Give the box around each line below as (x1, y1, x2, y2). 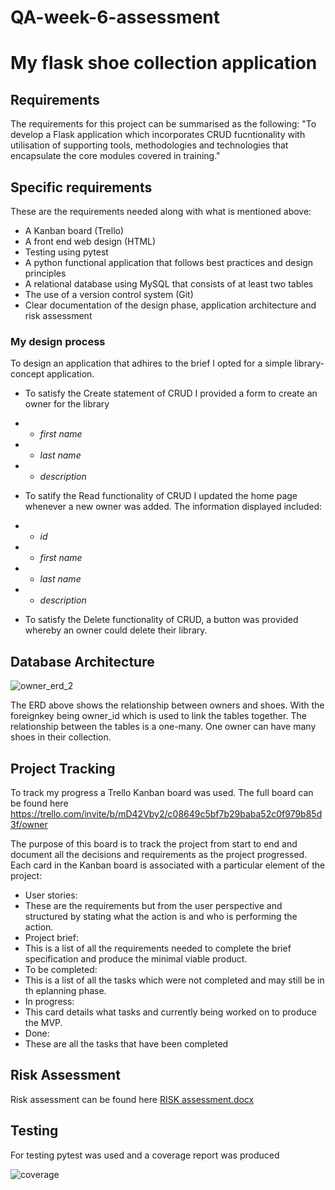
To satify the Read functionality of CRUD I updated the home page (24, 490, 298, 502)
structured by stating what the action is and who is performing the (24, 910, 298, 922)
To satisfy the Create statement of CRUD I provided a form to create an (24, 387, 318, 400)
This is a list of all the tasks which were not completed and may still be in (24, 974, 325, 986)
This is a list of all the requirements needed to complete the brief (24, 942, 292, 954)
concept (10, 368, 45, 380)
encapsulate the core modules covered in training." (10, 150, 221, 162)
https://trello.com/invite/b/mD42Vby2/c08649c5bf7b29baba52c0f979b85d (10, 807, 323, 820)
